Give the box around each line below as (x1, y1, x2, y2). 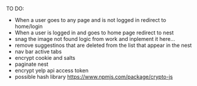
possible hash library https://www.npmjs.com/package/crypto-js (14, 74, 173, 80)
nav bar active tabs (14, 48, 62, 55)
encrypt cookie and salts (14, 55, 75, 61)
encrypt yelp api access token (14, 67, 89, 74)
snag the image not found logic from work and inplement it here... (14, 36, 175, 42)
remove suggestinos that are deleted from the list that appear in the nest (14, 42, 192, 49)
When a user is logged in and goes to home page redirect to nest (14, 29, 174, 36)
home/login (14, 23, 43, 30)
